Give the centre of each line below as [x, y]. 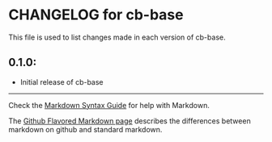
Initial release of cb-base [62, 81]
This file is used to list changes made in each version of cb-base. [117, 37]
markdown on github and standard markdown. [85, 129]
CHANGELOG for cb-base [96, 15]
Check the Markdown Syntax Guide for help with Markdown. [109, 105]
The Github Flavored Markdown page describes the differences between [130, 121]
